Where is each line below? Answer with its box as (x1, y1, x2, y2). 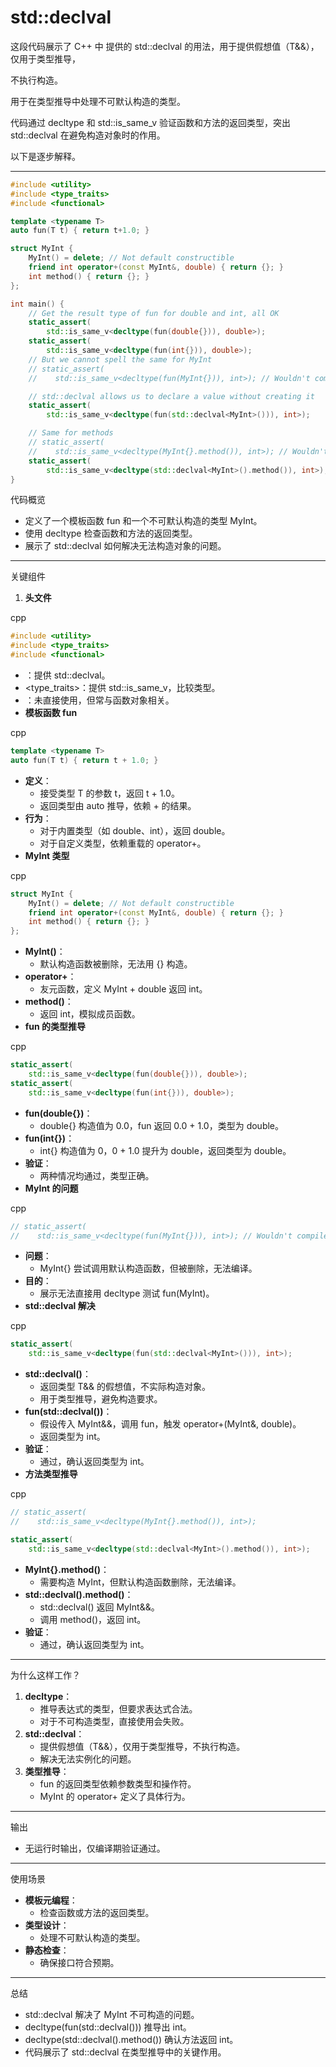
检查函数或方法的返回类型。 (39, 1906, 155, 1918)
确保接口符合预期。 (39, 1956, 120, 1968)
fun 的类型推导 (24, 1021, 87, 1033)
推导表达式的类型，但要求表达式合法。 (39, 1702, 198, 1715)
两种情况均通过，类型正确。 (39, 1169, 155, 1181)
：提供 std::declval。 (24, 669, 111, 681)
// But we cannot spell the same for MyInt (28, 354, 213, 365)
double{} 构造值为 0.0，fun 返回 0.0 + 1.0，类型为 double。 (39, 1119, 285, 1131)
